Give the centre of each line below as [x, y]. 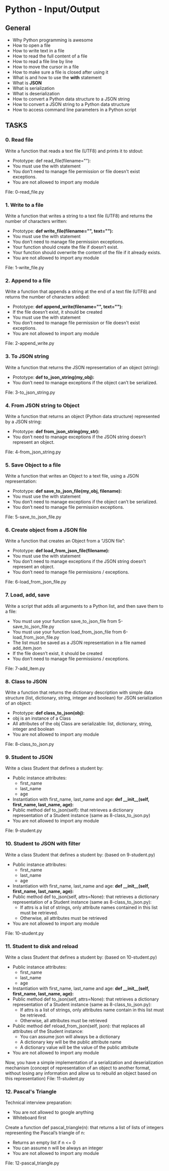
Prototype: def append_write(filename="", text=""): [68, 307]
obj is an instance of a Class [42, 718]
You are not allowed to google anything [53, 1113]
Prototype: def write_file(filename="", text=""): [63, 231]
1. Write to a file [24, 205]
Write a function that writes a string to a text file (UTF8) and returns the [79, 216]
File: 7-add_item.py [25, 668]
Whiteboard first [29, 1118]
